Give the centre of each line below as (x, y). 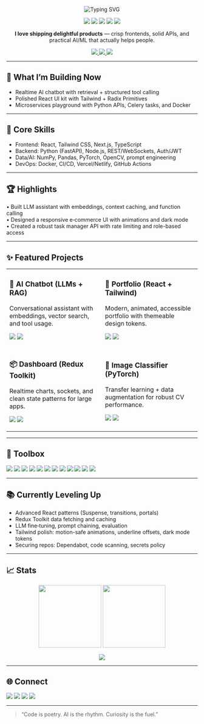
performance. (124, 405)
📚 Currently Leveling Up (54, 495)
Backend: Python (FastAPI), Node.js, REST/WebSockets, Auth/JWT (98, 151)
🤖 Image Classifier (137, 365)
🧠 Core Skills (31, 130)
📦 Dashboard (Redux (46, 364)
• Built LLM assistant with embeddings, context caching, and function (93, 207)
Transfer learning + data (140, 389)
